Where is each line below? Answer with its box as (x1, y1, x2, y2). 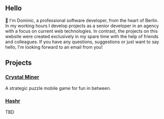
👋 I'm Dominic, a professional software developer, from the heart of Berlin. (5, 17, 159, 23)
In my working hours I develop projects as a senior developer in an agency (5, 23, 159, 29)
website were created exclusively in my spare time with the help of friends (5, 33, 159, 39)
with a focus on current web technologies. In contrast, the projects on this (5, 28, 158, 34)
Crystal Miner (5, 74, 40, 81)
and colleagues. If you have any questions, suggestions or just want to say (5, 39, 159, 45)
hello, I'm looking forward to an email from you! (5, 44, 103, 50)
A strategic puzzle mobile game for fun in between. (5, 85, 111, 91)
